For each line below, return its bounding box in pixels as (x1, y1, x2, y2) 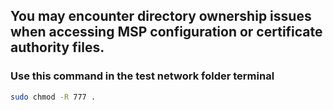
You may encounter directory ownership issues (10, 8, 312, 25)
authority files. (10, 39, 105, 56)
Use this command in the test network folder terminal (10, 69, 275, 83)
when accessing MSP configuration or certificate (10, 24, 323, 41)
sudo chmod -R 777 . (10, 92, 97, 102)
